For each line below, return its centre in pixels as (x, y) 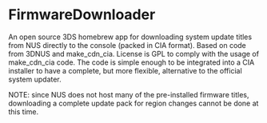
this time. (24, 111)
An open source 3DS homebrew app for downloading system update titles (130, 37)
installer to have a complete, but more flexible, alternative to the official (125, 70)
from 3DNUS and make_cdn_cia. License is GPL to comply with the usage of (134, 54)
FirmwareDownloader (82, 15)
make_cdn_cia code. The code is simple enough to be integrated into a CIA (132, 62)
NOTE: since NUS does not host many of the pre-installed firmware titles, (129, 94)
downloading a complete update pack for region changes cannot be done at (133, 103)
